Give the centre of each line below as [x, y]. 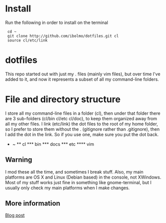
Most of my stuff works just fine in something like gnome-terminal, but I [78, 182]
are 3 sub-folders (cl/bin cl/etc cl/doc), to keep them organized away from [81, 118]
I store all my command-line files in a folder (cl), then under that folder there [83, 113]
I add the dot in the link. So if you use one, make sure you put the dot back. [82, 134]
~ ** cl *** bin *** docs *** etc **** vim [53, 144]
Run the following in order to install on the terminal [57, 22]
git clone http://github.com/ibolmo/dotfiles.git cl [63, 36]
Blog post [15, 216]
